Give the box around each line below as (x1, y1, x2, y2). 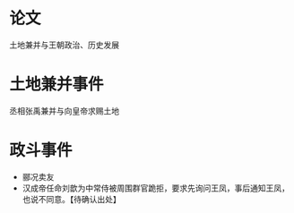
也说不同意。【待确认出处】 (22, 193, 121, 204)
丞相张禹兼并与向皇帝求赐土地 (9, 105, 119, 116)
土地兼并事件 (9, 74, 105, 95)
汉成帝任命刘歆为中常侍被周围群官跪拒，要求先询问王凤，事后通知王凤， (22, 183, 290, 193)
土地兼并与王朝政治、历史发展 (9, 39, 119, 50)
